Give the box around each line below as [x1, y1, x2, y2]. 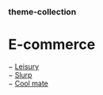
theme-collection [8, 6, 77, 17]
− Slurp [8, 70, 32, 79]
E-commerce [8, 36, 96, 54]
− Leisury [8, 62, 40, 71]
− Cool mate [8, 78, 49, 88]
